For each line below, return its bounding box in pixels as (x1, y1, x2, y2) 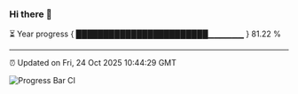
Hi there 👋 (9, 8, 53, 20)
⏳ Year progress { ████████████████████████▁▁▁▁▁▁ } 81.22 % (9, 28, 281, 39)
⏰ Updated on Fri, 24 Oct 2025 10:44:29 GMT (9, 58, 177, 68)
